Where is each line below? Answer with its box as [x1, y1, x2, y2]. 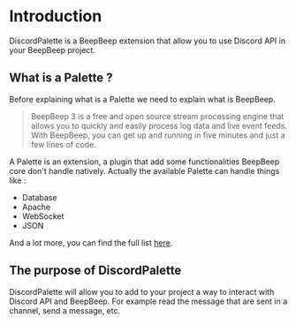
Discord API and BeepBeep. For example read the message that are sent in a [9, 296, 288, 306]
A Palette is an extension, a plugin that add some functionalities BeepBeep [9, 156, 280, 167]
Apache [21, 201, 51, 212]
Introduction [9, 6, 102, 26]
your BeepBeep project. [9, 44, 95, 55]
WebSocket [21, 210, 65, 222]
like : [9, 175, 27, 185]
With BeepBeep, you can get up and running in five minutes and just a [30, 130, 285, 140]
